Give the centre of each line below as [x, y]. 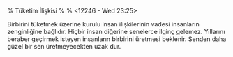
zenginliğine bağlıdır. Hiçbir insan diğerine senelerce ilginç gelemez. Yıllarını [116, 32]
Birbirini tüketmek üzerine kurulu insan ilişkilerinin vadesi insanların [104, 24]
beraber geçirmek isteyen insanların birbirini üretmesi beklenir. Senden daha [117, 39]
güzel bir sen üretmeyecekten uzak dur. [64, 46]
